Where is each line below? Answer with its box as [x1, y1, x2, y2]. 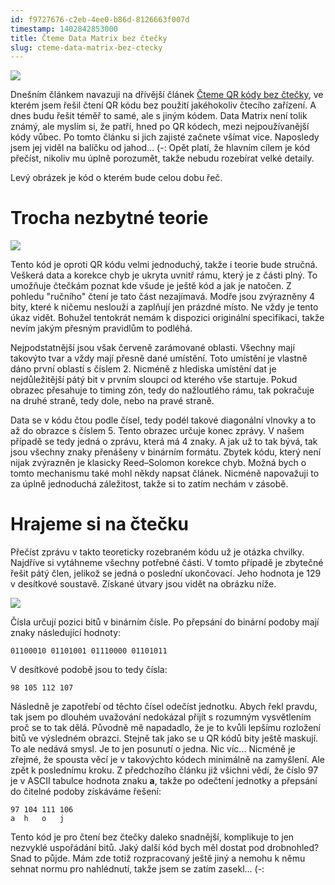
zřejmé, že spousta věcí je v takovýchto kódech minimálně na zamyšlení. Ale [10, 754, 326, 766]
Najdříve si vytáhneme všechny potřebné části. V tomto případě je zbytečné [10, 557, 324, 569]
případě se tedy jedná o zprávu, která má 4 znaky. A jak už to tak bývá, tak [10, 436, 318, 448]
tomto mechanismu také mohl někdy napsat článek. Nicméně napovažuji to [10, 467, 320, 480]
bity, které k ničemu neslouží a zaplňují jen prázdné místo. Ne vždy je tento [10, 301, 319, 313]
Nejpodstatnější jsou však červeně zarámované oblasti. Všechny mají [10, 342, 295, 354]
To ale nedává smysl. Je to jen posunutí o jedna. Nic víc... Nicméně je [10, 743, 296, 755]
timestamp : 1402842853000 [10, 24, 118, 34]
